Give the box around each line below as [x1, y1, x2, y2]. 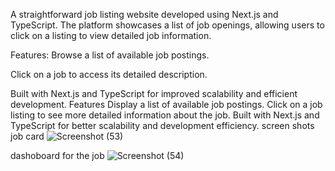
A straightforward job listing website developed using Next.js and [10, 9, 279, 20]
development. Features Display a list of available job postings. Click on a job [10, 99, 323, 110]
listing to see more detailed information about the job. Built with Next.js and [10, 109, 320, 121]
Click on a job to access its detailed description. [10, 69, 208, 80]
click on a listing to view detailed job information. [10, 30, 212, 41]
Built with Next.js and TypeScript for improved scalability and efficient [10, 88, 298, 99]
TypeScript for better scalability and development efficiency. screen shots [10, 120, 315, 131]
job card [10, 130, 45, 142]
